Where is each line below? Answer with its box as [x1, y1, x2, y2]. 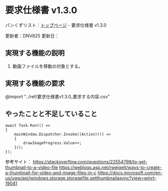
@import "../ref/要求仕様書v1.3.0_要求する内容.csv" [5, 93, 110, 99]
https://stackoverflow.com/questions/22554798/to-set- [32, 159, 147, 165]
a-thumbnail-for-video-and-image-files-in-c [5, 170, 97, 176]
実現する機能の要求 [5, 79, 65, 88]
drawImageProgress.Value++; [23, 141, 82, 146]
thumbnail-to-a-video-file [5, 164, 58, 170]
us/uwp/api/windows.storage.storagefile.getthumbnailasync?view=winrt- [5, 175, 157, 181]
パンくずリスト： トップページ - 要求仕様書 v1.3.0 [5, 22, 107, 28]
